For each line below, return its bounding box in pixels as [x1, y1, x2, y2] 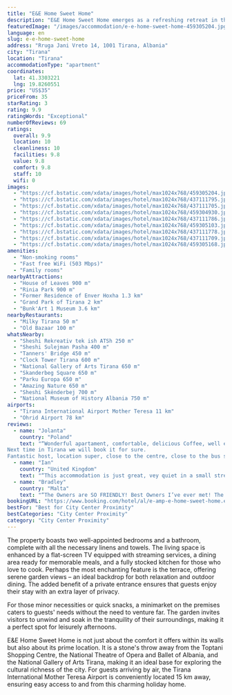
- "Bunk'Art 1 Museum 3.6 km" [13, 305, 100, 313]
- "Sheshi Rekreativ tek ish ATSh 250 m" [13, 337, 135, 344]
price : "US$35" [7, 87, 51, 94]
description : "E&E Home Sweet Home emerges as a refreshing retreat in [7, 17, 217, 23]
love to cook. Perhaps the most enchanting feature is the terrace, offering [7, 565, 216, 574]
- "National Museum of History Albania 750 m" [13, 395, 150, 402]
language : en [7, 29, 45, 37]
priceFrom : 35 [7, 94, 48, 101]
